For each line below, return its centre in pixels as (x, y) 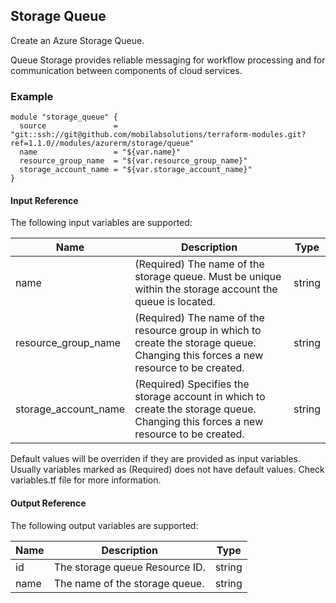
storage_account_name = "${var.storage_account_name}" (136, 170)
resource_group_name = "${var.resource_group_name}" (133, 161)
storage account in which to (200, 397)
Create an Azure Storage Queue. (77, 40)
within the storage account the (206, 289)
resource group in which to (198, 331)
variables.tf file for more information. (86, 480)
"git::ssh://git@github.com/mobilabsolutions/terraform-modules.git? (158, 135)
